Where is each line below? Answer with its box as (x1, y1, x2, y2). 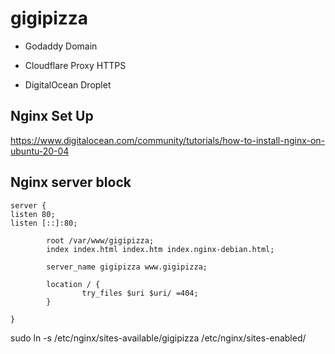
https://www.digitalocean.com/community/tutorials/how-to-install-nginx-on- (10, 134, 326, 146)
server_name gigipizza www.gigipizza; (46, 262, 208, 272)
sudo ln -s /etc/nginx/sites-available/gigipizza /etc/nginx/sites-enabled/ (10, 332, 307, 344)
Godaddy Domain (24, 40, 98, 52)
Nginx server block (10, 174, 132, 191)
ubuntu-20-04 (10, 145, 70, 157)
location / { (46, 279, 101, 289)
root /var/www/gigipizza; (46, 235, 155, 246)
